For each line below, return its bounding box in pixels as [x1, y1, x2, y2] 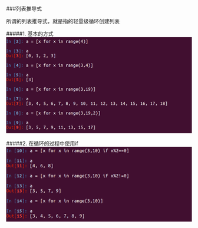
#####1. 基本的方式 [6, 30, 54, 37]
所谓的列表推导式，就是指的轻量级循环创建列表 [6, 18, 120, 25]
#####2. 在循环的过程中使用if [6, 140, 78, 147]
